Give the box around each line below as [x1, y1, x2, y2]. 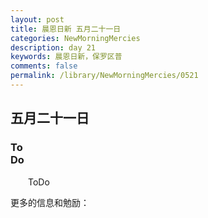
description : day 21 [10, 42, 97, 53]
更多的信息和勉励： [10, 196, 90, 208]
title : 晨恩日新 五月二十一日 [10, 24, 122, 34]
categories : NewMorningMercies [10, 33, 141, 43]
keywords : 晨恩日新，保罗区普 [10, 52, 123, 62]
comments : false [10, 61, 78, 71]
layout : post [10, 14, 65, 25]
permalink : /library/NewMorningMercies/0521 [10, 71, 199, 81]
